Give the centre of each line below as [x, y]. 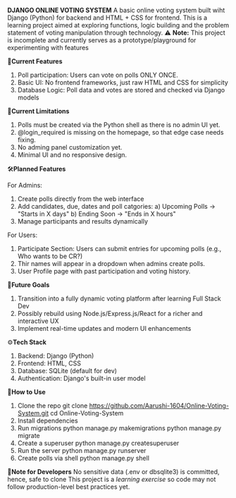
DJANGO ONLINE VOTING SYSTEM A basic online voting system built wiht [116, 10]
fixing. [27, 140]
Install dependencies [48, 420]
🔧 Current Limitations [38, 111]
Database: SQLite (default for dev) [67, 371]
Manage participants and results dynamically [83, 221]
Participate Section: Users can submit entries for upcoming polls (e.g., [119, 249]
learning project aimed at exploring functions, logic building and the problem [118, 25]
